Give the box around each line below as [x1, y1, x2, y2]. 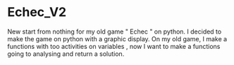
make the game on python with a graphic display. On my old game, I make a [7, 34, 228, 43]
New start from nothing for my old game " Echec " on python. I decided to [7, 27, 222, 36]
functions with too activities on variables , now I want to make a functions [7, 42, 221, 50]
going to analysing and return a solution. [7, 50, 125, 58]
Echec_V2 [7, 4, 67, 20]
